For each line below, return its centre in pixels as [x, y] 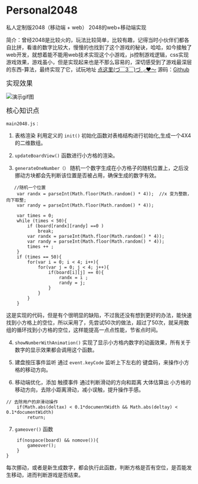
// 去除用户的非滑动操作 [32, 402]
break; [46, 231]
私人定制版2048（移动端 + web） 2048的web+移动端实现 [76, 27]
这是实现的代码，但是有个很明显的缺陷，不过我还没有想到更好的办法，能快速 [99, 315]
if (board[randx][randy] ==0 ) [66, 226]
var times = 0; [35, 215]
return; [37, 417]
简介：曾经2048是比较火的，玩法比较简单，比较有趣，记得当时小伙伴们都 [95, 40]
